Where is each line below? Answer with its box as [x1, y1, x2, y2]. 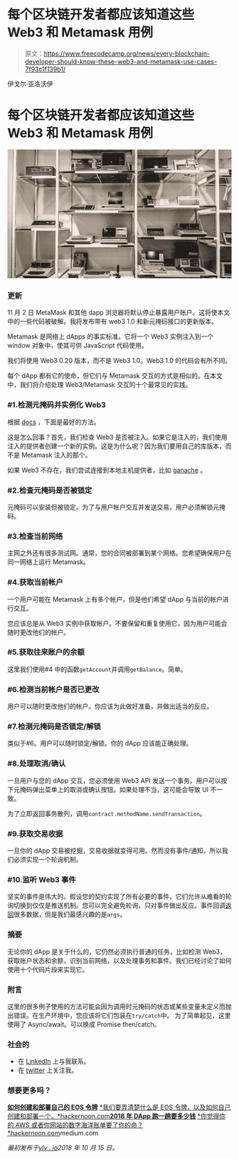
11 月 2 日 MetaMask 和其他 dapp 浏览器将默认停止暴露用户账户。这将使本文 [7, 308, 230, 317]
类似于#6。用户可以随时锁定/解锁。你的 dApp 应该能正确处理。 [7, 739, 193, 748]
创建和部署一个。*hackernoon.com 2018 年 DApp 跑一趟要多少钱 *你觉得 [7, 1112, 220, 1121]
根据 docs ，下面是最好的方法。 [7, 418, 101, 426]
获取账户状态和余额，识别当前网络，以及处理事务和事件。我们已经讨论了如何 [7, 956, 232, 964]
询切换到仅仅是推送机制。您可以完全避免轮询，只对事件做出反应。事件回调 [7, 901, 225, 910]
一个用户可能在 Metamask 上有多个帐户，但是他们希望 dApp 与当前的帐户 [7, 594, 223, 603]
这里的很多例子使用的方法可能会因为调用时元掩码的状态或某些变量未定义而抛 [7, 1002, 232, 1011]
